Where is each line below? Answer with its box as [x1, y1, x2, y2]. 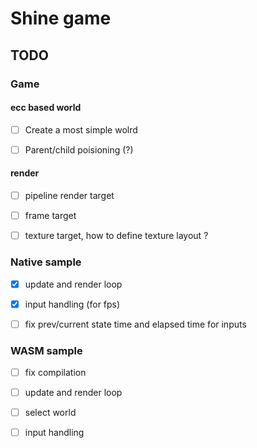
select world [24, 407, 77, 419]
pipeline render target [24, 190, 115, 202]
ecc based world [10, 102, 82, 114]
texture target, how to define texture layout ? [24, 230, 209, 242]
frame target [24, 210, 77, 222]
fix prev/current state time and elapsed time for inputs [24, 318, 247, 330]
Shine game [10, 7, 112, 30]
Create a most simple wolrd [24, 123, 138, 136]
